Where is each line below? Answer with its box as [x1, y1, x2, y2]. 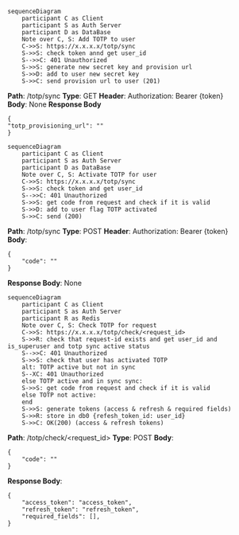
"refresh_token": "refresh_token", [21, 506, 140, 514]
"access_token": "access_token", [21, 498, 133, 506]
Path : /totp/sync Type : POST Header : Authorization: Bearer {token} [7, 227, 229, 236]
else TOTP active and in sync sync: [21, 377, 144, 385]
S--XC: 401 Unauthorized [21, 370, 104, 378]
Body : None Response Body [7, 100, 102, 109]
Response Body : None [7, 279, 83, 287]
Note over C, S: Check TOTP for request [21, 322, 157, 330]
